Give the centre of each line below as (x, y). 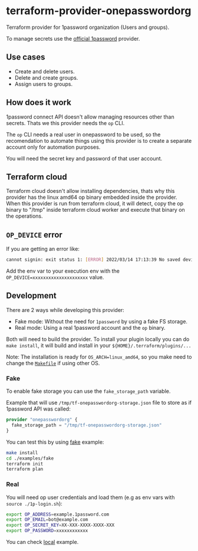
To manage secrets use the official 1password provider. (73, 38)
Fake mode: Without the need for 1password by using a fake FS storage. (101, 321)
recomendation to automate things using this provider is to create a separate (99, 140)
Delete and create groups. (46, 77)
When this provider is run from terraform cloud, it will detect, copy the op (95, 204)
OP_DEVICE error (34, 234)
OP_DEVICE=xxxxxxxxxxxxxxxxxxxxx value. (55, 277)
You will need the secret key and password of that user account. (84, 158)
